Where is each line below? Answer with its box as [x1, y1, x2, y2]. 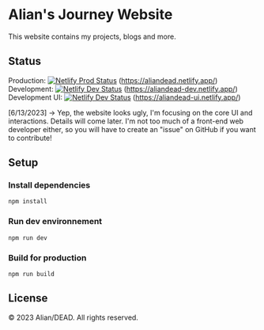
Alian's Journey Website [8, 6, 173, 24]
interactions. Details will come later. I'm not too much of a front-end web [8, 116, 243, 126]
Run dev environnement [8, 216, 103, 227]
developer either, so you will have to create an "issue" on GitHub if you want [8, 124, 257, 134]
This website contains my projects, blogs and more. [8, 32, 176, 41]
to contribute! [8, 133, 53, 142]
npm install [8, 198, 47, 206]
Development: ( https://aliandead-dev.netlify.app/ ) [8, 84, 239, 93]
